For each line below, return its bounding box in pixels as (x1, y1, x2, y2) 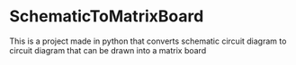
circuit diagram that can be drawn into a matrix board (9, 45, 207, 55)
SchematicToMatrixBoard (9, 6, 204, 27)
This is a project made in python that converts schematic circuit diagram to (9, 36, 287, 46)
